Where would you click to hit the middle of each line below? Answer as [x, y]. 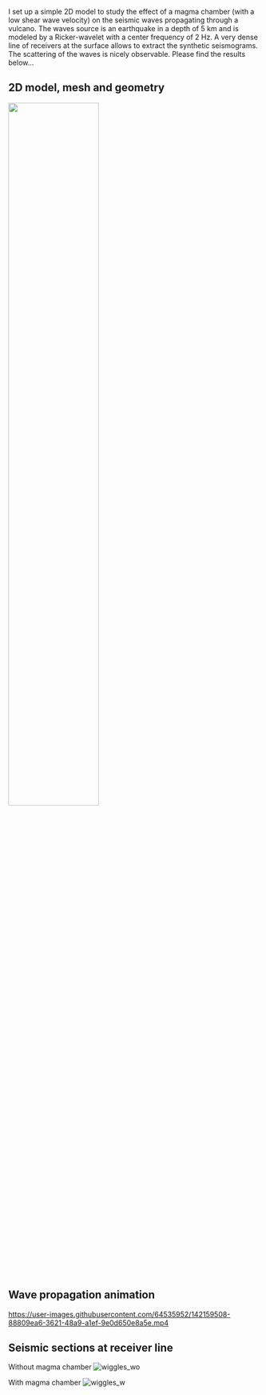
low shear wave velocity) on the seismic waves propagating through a [123, 20]
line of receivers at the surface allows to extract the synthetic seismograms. [133, 46]
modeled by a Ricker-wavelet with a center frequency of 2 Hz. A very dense [133, 37]
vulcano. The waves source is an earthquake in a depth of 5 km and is [124, 28]
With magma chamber [45, 1383]
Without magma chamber [50, 1367]
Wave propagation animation [82, 1295]
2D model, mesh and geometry [87, 88]
